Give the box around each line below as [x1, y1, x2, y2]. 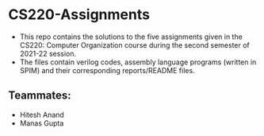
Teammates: [8, 89, 71, 103]
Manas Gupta [19, 118, 64, 128]
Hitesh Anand [19, 110, 65, 119]
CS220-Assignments [8, 6, 151, 24]
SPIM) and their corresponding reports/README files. [19, 65, 196, 75]
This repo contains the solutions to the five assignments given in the [19, 32, 243, 41]
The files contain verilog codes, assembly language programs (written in [19, 57, 257, 67]
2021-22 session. [19, 49, 77, 58]
